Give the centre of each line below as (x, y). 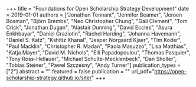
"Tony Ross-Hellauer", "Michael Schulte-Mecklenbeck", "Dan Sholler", (92, 59)
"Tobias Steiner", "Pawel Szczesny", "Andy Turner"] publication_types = (94, 65)
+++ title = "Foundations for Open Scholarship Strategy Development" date (97, 9)
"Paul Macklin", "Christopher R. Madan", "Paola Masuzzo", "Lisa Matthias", (97, 46)
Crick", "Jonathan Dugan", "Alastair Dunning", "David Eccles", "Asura (89, 27)
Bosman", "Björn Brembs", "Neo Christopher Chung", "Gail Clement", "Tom (97, 21)
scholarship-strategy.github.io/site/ (49, 78)
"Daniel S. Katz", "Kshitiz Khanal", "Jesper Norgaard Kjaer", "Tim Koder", (94, 40)
